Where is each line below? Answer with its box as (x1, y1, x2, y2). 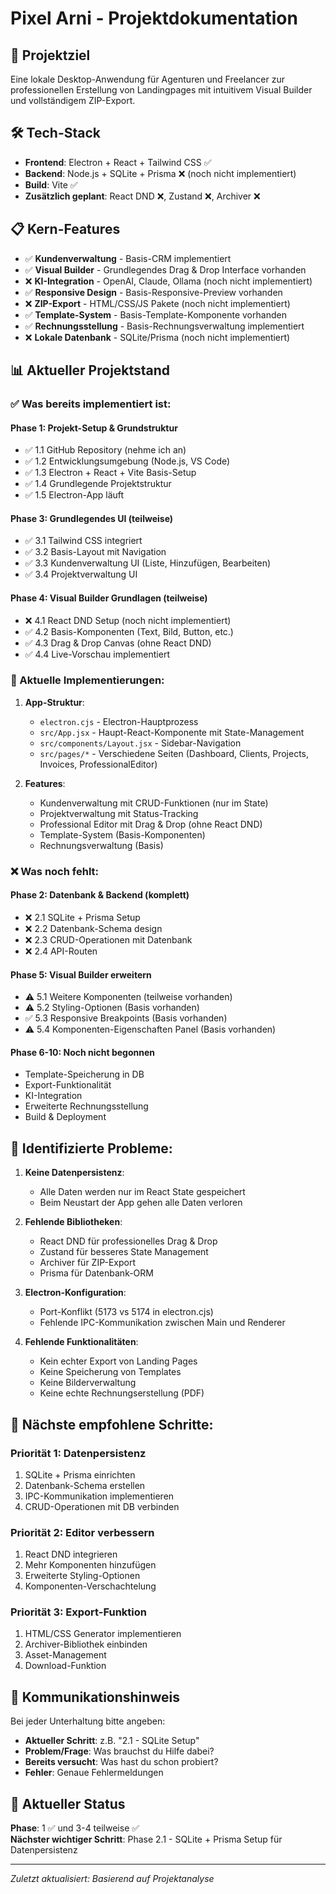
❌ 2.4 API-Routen (24, 945, 98, 957)
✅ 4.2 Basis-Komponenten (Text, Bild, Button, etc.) (24, 625, 234, 637)
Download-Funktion (24, 1660, 107, 1672)
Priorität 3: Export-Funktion (10, 1605, 147, 1619)
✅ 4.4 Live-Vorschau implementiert (24, 648, 170, 660)
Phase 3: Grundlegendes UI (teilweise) (10, 512, 174, 524)
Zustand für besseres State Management (39, 1246, 209, 1258)
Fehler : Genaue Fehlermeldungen (24, 1767, 164, 1779)
